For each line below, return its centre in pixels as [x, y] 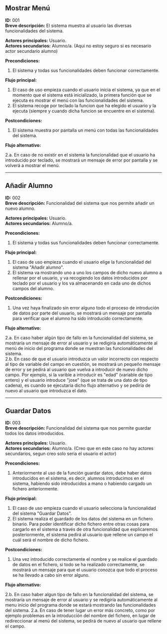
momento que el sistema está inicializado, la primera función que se [82, 95]
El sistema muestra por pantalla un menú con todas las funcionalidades [85, 130]
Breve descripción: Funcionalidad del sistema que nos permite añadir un [80, 203]
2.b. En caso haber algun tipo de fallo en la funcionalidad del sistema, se [79, 595]
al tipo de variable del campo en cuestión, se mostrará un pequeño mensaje [83, 364]
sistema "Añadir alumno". [38, 267]
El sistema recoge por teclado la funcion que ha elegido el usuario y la [84, 105]
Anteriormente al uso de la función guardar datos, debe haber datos [82, 473]
